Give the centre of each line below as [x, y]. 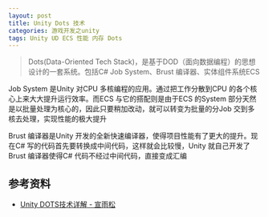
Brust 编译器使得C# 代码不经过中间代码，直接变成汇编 [97, 156]
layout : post [30, 16]
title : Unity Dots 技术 [47, 23]
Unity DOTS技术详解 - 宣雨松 [68, 204]
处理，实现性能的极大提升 [64, 119]
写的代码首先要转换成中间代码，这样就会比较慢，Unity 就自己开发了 [138, 146]
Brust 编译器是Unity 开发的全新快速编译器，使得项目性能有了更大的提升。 [130, 136]
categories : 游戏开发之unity [54, 30]
